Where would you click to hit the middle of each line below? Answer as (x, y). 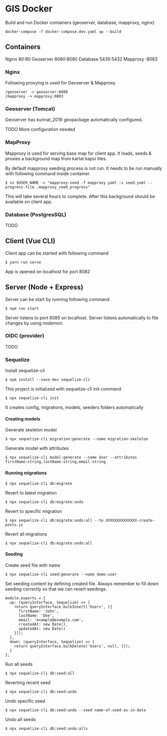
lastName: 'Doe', (36, 615)
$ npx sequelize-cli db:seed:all (40, 673)
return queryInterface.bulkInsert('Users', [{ (63, 607)
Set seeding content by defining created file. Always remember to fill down (82, 583)
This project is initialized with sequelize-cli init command (63, 389)
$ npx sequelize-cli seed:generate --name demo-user (61, 574)
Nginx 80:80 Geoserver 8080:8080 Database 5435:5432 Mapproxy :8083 (82, 59)
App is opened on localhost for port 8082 (48, 271)
